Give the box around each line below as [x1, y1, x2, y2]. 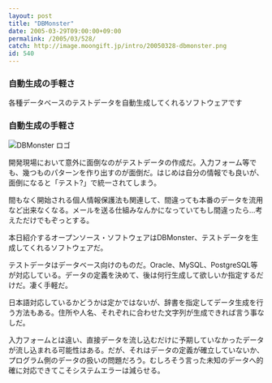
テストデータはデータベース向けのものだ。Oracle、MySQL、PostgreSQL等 [8, 260, 258, 269]
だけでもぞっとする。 [22, 215, 94, 225]
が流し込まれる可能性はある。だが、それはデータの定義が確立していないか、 [8, 345, 265, 355]
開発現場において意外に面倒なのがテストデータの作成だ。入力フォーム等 [8, 157, 250, 167]
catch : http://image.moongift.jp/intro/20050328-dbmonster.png [8, 42, 227, 50]
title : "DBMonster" [8, 19, 75, 28]
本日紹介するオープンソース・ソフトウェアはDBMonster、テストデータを [8, 232, 252, 242]
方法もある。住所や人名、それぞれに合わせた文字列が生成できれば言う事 [15, 308, 257, 317]
